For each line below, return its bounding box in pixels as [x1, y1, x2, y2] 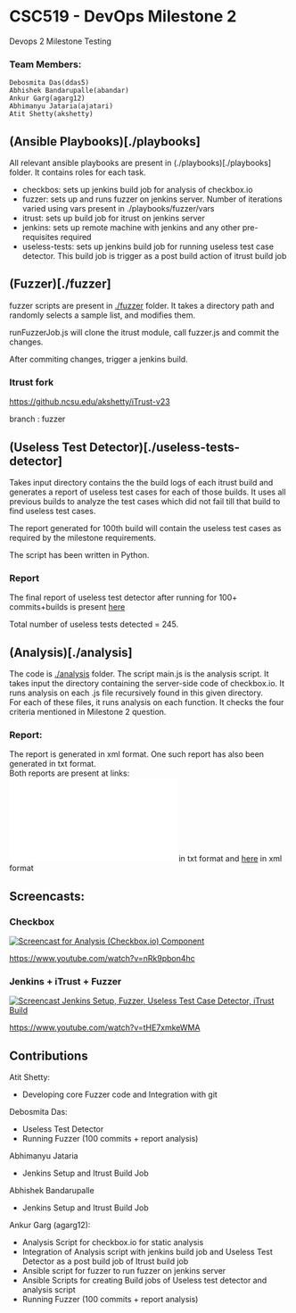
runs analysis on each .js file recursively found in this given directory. [9, 687, 264, 698]
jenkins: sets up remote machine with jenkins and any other [21, 222, 241, 233]
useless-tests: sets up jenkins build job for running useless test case [21, 241, 275, 252]
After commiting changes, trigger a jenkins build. [9, 353, 189, 364]
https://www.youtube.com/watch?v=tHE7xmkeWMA [9, 1022, 201, 1033]
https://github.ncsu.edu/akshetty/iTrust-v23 [9, 396, 171, 407]
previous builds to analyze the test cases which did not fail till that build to [9, 495, 281, 506]
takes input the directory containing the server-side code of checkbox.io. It [9, 678, 285, 689]
